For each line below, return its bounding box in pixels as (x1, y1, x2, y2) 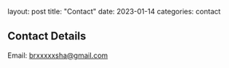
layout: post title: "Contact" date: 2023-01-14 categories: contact (7, 7, 221, 16)
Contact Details (7, 29, 87, 43)
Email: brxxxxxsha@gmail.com (7, 51, 109, 60)
